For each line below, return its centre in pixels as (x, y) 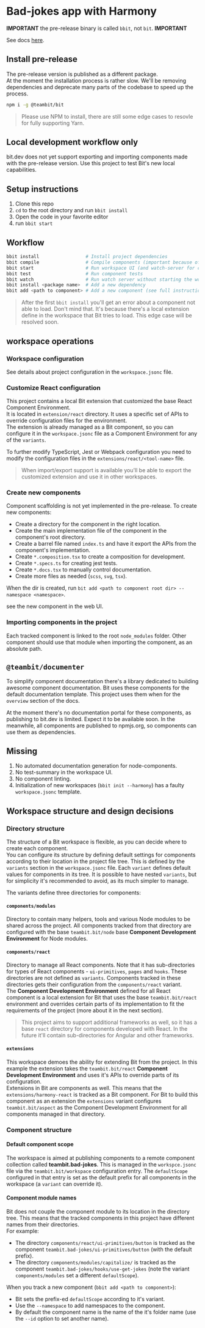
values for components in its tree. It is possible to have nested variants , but (102, 874)
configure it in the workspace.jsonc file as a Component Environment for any (102, 434)
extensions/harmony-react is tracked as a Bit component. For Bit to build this (102, 1094)
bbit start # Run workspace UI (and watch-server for (101, 268)
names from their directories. (43, 1225)
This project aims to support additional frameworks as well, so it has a (109, 1022)
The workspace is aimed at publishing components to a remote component (101, 1158)
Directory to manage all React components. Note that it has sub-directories (101, 965)
